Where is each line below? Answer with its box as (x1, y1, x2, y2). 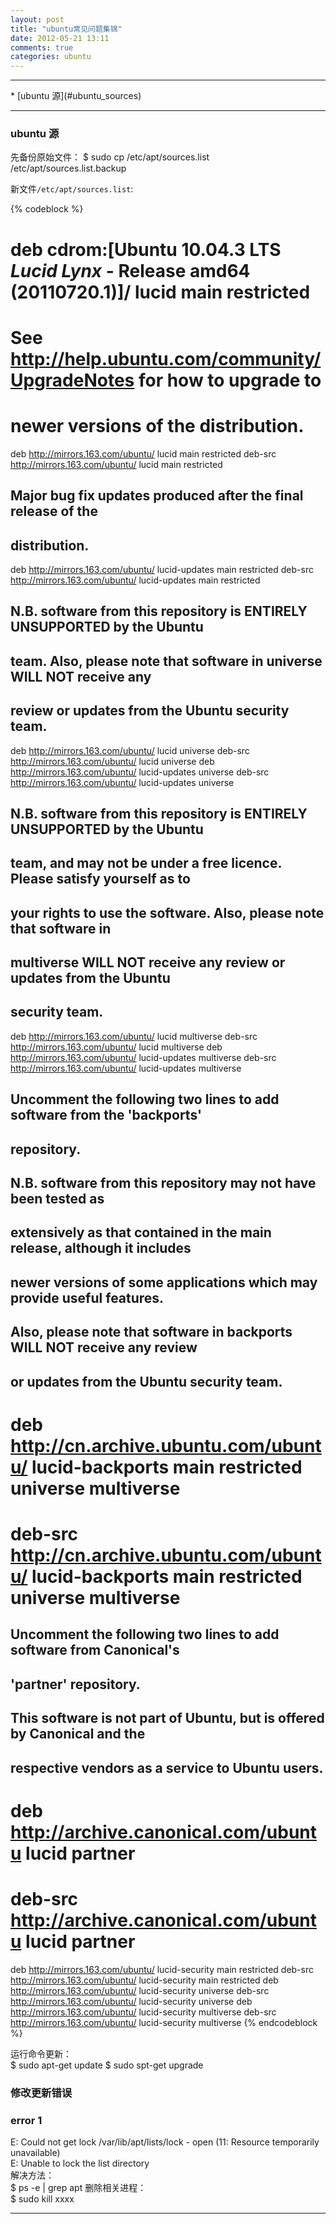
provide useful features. (10, 1289, 165, 1306)
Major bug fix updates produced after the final (10, 487, 304, 505)
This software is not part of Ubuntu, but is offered (10, 1710, 325, 1727)
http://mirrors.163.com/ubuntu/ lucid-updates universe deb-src (10, 766, 270, 778)
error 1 (10, 2113, 43, 2127)
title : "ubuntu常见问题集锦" (10, 24, 123, 34)
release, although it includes (10, 1240, 192, 1257)
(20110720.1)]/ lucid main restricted (10, 281, 311, 303)
